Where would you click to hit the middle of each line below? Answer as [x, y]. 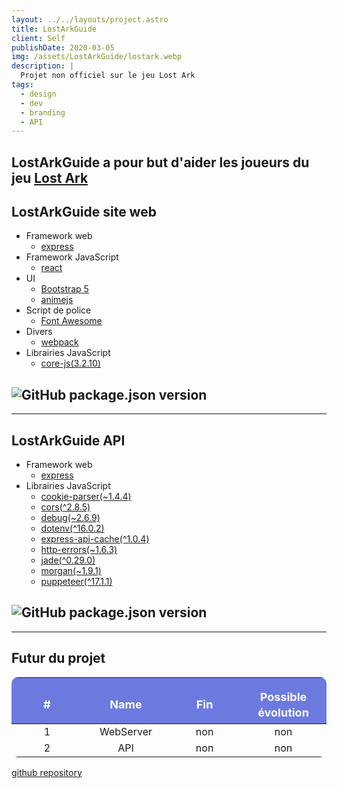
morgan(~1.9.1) [71, 571]
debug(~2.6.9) [70, 518]
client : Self [38, 38]
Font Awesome [71, 321]
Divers [39, 332]
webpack [59, 342]
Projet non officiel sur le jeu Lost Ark [108, 76]
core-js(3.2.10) [70, 363]
